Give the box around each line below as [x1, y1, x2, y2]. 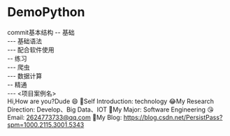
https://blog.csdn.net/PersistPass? [123, 113, 223, 121]
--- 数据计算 [7, 71, 43, 80]
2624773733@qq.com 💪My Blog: [26, 113, 122, 121]
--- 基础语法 [7, 36, 43, 45]
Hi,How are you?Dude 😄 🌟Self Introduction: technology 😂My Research [7, 97, 215, 105]
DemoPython [7, 4, 85, 20]
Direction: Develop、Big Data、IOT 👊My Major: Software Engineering [7, 105, 206, 114]
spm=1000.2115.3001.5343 [7, 120, 85, 129]
